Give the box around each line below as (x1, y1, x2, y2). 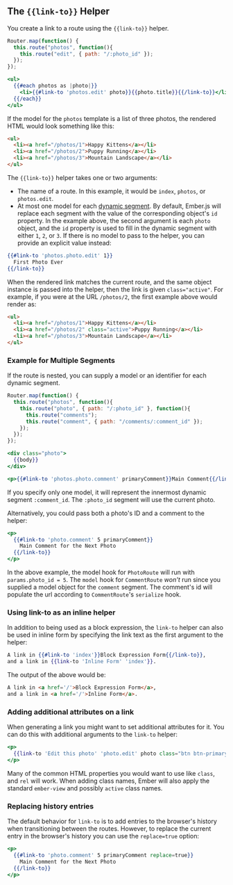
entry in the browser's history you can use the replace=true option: (7, 832, 200, 841)
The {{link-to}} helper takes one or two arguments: (7, 173, 158, 181)
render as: (7, 300, 37, 308)
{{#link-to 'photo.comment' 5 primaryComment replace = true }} (13, 852, 194, 859)
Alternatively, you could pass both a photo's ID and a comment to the (7, 509, 205, 517)
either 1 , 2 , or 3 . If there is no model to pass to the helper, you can (17, 231, 205, 239)
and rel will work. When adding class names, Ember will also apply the (7, 777, 210, 785)
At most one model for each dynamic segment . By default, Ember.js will (17, 202, 222, 210)
